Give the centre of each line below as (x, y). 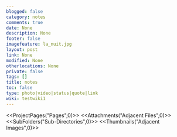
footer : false (23, 39)
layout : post (22, 50)
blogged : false (25, 11)
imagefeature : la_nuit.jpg (39, 44)
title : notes (22, 83)
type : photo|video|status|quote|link (52, 93)
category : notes (26, 17)
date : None (19, 28)
